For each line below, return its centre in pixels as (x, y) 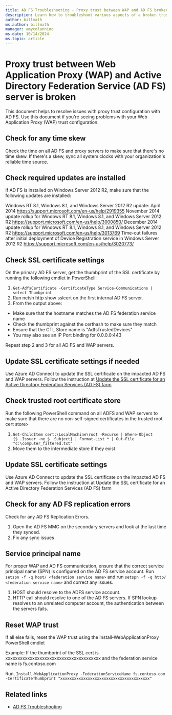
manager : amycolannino (29, 29)
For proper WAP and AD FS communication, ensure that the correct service (85, 566)
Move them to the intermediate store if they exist (64, 449)
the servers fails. (30, 609)
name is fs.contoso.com (31, 664)
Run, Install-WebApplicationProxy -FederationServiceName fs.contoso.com (85, 674)
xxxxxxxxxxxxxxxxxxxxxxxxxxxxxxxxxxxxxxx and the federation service (81, 658)
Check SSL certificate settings (55, 260)
